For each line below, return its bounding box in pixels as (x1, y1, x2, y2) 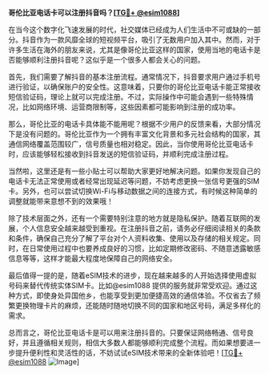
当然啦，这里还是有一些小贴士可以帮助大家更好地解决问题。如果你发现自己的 (8, 166, 261, 176)
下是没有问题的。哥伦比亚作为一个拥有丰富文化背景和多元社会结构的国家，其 (8, 129, 261, 139)
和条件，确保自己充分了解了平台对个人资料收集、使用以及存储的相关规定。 (8, 234, 254, 243)
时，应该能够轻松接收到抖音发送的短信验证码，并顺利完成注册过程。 (8, 149, 233, 159)
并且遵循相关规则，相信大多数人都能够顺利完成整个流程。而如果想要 (22, 338, 247, 348)
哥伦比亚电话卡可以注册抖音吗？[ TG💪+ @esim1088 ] (8, 8, 180, 17)
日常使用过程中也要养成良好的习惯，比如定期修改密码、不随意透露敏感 (29, 244, 261, 253)
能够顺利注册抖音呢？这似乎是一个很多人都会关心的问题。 (14, 55, 205, 64)
